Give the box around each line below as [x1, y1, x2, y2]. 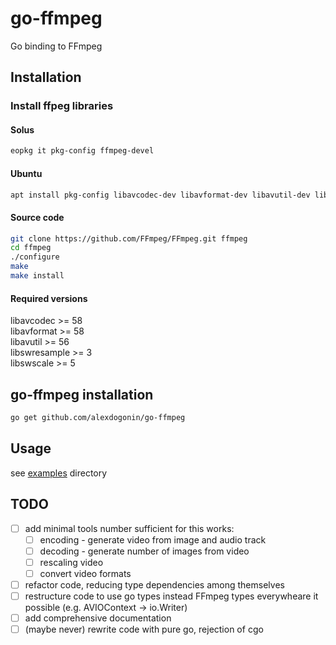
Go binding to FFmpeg [10, 40, 103, 52]
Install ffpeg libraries [10, 99, 114, 113]
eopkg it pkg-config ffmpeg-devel [10, 146, 155, 156]
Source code [10, 212, 65, 223]
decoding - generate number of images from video [39, 545, 250, 557]
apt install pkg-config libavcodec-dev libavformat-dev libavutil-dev [10, 190, 311, 200]
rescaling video [39, 556, 104, 568]
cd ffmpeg [10, 243, 52, 253]
